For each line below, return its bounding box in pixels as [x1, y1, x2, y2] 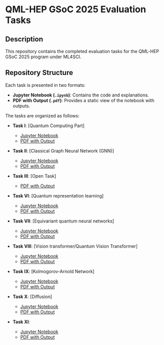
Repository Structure [5, 68, 74, 77]
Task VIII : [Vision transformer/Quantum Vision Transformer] [12, 243, 138, 249]
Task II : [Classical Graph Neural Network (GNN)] [12, 147, 114, 154]
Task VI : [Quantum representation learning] [12, 192, 104, 199]
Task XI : [12, 318, 30, 325]
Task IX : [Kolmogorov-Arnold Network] [12, 268, 95, 274]
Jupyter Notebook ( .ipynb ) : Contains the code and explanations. [12, 92, 149, 98]
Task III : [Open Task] [12, 172, 57, 179]
